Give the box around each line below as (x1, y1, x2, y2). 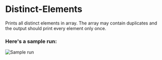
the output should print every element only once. (5, 25, 107, 31)
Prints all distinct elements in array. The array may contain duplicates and (5, 20, 157, 26)
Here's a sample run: (5, 37, 57, 44)
